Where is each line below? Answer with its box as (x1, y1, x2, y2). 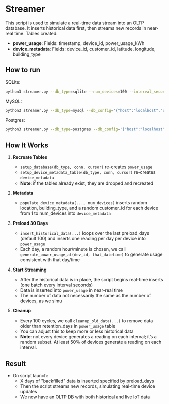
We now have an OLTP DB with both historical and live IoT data (20, 394, 150, 400)
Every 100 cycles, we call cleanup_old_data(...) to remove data (20, 318, 153, 324)
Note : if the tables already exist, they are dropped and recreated (20, 180, 153, 186)
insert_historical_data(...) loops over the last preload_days (20, 230, 150, 236)
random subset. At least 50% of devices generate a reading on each (20, 339, 162, 345)
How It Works (5, 141, 49, 149)
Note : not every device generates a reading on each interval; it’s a (20, 334, 157, 340)
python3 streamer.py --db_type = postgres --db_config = (5, 127, 121, 132)
